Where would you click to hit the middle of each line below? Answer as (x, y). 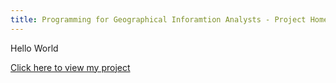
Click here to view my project (70, 67)
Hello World (34, 48)
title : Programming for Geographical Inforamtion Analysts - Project (158, 19)
